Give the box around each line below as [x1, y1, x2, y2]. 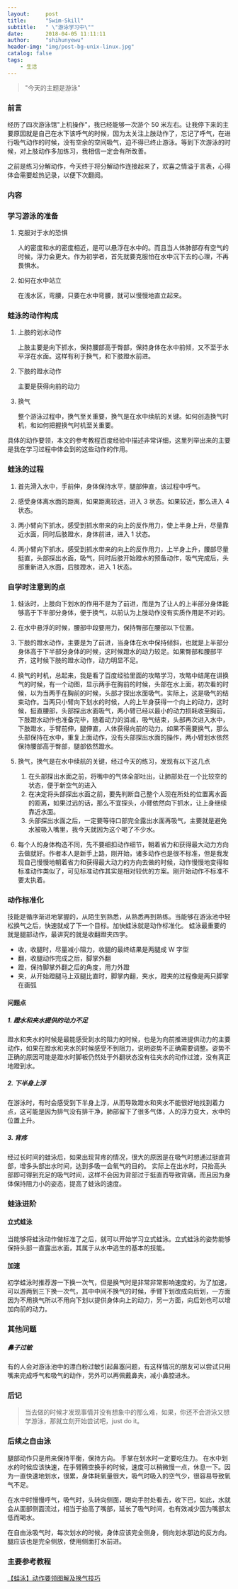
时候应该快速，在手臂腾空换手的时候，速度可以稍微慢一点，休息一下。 [19, 1462, 225, 1471]
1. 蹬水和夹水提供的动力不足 [7, 1016, 89, 1024]
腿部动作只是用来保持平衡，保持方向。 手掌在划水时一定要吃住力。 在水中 [7, 1454, 222, 1462]
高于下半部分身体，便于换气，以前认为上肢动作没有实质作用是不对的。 [23, 609, 229, 617]
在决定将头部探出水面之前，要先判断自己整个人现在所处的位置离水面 [28, 790, 227, 798]
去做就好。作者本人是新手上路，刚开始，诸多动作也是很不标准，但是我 [17, 849, 223, 858]
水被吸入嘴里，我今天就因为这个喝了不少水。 [28, 825, 159, 834]
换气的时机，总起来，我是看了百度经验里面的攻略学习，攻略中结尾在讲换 [17, 671, 229, 680]
